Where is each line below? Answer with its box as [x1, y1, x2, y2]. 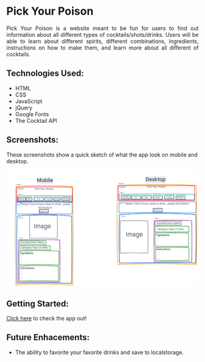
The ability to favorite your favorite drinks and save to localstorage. [15, 349, 184, 356]
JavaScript [15, 97, 43, 105]
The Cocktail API [15, 117, 58, 124]
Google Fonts [15, 110, 49, 117]
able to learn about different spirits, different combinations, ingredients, [6, 37, 199, 45]
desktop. [6, 157, 29, 164]
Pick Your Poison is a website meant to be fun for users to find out [6, 24, 199, 32]
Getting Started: [6, 298, 69, 309]
